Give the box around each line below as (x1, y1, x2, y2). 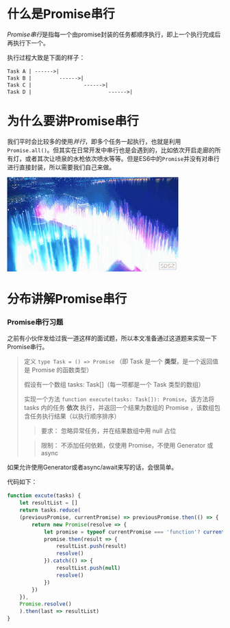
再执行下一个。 (7, 38, 49, 47)
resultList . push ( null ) (55, 565, 121, 572)
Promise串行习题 (7, 317, 64, 326)
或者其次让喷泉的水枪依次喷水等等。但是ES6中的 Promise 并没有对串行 (25, 154, 220, 162)
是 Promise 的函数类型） (23, 366, 93, 374)
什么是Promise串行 (7, 6, 115, 22)
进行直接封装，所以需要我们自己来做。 (7, 162, 115, 171)
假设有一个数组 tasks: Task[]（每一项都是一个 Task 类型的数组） (23, 381, 205, 389)
